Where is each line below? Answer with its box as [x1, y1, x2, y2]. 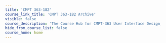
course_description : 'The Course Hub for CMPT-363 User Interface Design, [5, 21, 163, 26]
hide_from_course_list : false [5, 26, 68, 31]
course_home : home [5, 30, 43, 35]
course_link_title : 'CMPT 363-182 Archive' [5, 12, 96, 17]
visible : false [5, 16, 37, 21]
